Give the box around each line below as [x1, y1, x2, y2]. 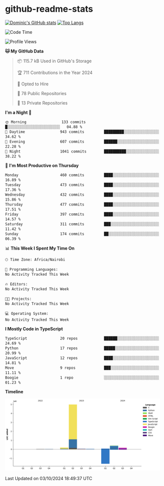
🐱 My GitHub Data [5, 48, 44, 54]
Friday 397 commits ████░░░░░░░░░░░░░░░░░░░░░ [5, 212, 160, 217]
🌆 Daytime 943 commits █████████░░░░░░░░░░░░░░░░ [5, 129, 160, 134]
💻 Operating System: [5, 311, 49, 316]
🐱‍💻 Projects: [5, 296, 32, 301]
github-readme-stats [5, 3, 93, 15]
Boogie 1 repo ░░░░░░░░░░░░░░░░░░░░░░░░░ [5, 375, 160, 380]
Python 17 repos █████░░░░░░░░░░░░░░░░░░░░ [5, 346, 160, 351]
